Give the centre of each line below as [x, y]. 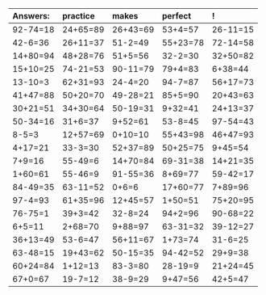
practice [79, 16]
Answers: [31, 16]
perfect [177, 16]
